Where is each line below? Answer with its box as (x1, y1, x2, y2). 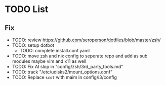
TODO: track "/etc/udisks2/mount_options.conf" (12, 69, 113, 75)
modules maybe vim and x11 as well (12, 58, 87, 64)
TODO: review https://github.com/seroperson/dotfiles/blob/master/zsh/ (12, 37, 161, 43)
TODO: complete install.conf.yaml (19, 48, 90, 53)
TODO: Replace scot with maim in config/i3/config (12, 74, 117, 80)
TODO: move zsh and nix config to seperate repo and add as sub (12, 53, 148, 59)
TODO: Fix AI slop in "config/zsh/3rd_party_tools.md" (12, 64, 123, 69)
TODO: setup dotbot (12, 42, 54, 48)
